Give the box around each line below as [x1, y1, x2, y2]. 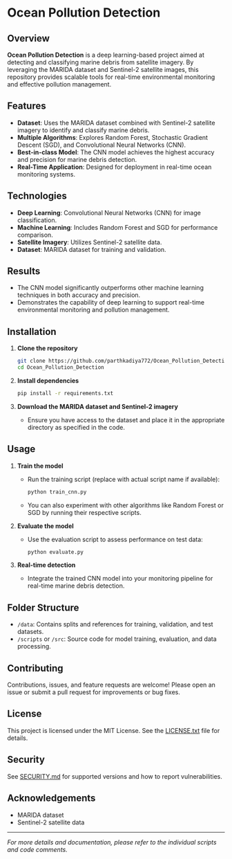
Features [7, 100, 46, 112]
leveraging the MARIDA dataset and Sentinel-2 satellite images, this [7, 66, 199, 73]
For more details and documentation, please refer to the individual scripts [7, 838, 217, 846]
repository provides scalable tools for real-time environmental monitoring [7, 73, 215, 81]
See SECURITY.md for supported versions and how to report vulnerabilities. [7, 772, 223, 780]
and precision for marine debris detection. [17, 155, 137, 163]
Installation [7, 325, 57, 337]
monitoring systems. [17, 170, 76, 178]
